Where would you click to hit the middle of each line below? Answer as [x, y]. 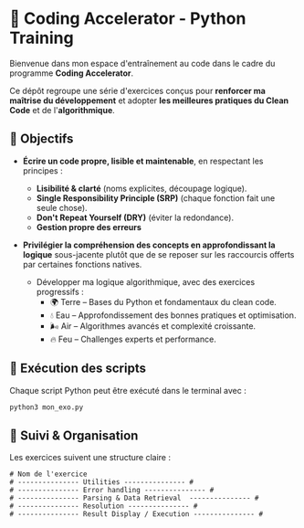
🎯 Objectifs [42, 139]
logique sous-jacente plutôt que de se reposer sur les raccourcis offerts [158, 254]
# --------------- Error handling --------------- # [112, 491]
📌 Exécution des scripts [78, 369]
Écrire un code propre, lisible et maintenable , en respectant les [143, 161]
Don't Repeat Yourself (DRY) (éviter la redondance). [135, 217]
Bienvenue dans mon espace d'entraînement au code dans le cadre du [142, 63]
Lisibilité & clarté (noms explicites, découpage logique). [142, 188]
